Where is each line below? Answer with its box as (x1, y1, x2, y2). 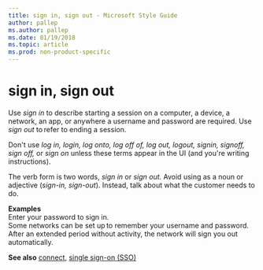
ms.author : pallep (8, 26, 69, 34)
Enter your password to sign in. (8, 212, 109, 221)
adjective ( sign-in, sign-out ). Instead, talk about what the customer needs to (8, 180, 256, 190)
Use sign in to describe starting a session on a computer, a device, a (8, 108, 231, 117)
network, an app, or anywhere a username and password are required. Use (8, 116, 252, 126)
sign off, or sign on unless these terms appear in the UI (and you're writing (8, 148, 250, 157)
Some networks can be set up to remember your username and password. (8, 220, 250, 230)
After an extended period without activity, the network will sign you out (8, 229, 239, 239)
